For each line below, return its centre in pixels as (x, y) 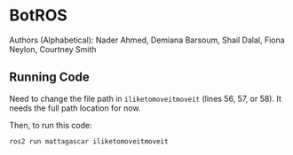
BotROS (39, 15)
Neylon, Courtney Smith (53, 49)
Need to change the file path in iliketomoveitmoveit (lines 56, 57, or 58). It (145, 98)
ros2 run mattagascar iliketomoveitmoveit (89, 141)
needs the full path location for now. (75, 108)
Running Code (50, 77)
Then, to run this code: (51, 125)
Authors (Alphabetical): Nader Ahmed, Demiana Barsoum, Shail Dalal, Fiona (147, 40)
